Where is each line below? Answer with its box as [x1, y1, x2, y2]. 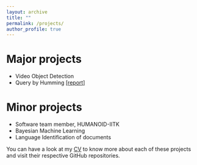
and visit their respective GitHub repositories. [6, 152, 120, 159]
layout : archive [6, 9, 48, 15]
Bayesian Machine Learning [15, 127, 85, 134]
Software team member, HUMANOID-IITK [15, 120, 120, 128]
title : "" [6, 15, 32, 21]
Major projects [6, 53, 82, 66]
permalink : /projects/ [6, 20, 64, 26]
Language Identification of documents [15, 134, 112, 141]
